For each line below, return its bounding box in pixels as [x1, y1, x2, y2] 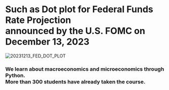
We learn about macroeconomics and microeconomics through [5, 65, 164, 72]
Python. [5, 72, 25, 79]
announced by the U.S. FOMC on [5, 25, 146, 37]
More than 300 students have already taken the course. [5, 78, 146, 85]
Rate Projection [5, 14, 72, 26]
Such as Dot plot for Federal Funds [5, 4, 154, 15]
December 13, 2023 [5, 36, 90, 48]
